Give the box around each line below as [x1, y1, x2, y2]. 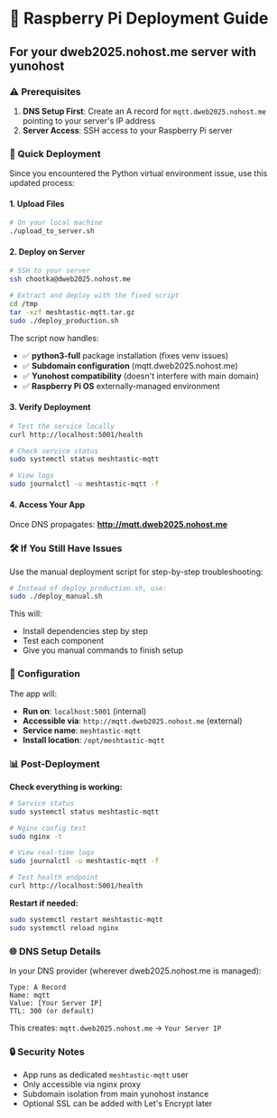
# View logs [9, 471, 54, 480]
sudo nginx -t [9, 832, 63, 841]
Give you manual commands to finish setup [22, 645, 183, 656]
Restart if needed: [9, 898, 78, 908]
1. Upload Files [9, 198, 65, 209]
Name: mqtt [9, 991, 51, 1000]
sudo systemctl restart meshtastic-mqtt [9, 915, 164, 924]
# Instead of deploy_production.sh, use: [9, 583, 168, 592]
